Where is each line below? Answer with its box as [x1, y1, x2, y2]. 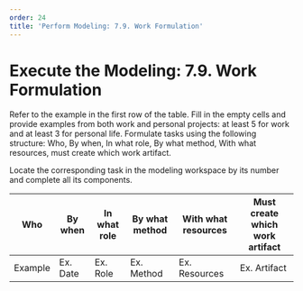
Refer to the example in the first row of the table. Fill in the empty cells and [9, 109, 287, 120]
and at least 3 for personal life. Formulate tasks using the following [9, 128, 257, 140]
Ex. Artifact [239, 262, 287, 275]
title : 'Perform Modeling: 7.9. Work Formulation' [9, 22, 204, 31]
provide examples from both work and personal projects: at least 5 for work [9, 119, 290, 130]
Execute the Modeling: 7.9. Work [9, 60, 257, 81]
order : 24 [9, 13, 47, 23]
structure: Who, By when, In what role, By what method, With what [9, 138, 257, 149]
